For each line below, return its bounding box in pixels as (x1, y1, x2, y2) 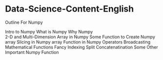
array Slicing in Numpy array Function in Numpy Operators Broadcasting (5, 39, 150, 45)
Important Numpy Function (5, 49, 59, 55)
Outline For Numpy (5, 19, 43, 25)
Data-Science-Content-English (5, 3, 134, 15)
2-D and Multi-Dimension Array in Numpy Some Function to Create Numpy (5, 34, 155, 40)
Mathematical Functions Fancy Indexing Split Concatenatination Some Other (5, 44, 159, 50)
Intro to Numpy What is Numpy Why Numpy (5, 29, 93, 34)
